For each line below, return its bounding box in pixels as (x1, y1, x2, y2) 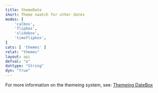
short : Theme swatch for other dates (5, 12, 85, 17)
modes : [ (5, 17, 24, 22)
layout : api (5, 54, 30, 59)
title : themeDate (5, 7, 42, 13)
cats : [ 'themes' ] (5, 45, 47, 50)
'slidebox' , (14, 31, 39, 36)
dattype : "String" (5, 63, 44, 68)
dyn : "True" (5, 68, 30, 73)
